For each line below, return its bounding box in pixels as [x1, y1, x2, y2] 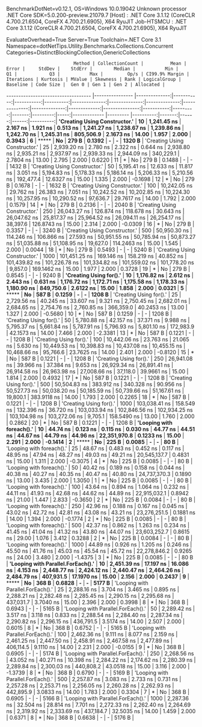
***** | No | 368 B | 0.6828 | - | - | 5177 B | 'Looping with [6, 579, 148, 586]
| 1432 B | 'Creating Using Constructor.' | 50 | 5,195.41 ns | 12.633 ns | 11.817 [6, 163, 194, 170]
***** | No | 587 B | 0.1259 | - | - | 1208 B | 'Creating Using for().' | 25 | [6, 291, 182, 298]
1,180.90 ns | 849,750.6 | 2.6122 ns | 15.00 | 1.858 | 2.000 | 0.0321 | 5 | [6, 285, 188, 291]
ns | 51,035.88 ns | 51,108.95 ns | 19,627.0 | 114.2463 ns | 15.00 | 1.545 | [6, 240, 182, 247]
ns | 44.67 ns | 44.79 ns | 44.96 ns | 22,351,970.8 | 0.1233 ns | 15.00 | [6, 432, 185, 439]
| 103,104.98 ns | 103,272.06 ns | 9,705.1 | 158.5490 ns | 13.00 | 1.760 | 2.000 [6, 413, 195, 420]
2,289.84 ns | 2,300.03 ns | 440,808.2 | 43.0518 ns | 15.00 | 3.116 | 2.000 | [6, 663, 190, 670]
